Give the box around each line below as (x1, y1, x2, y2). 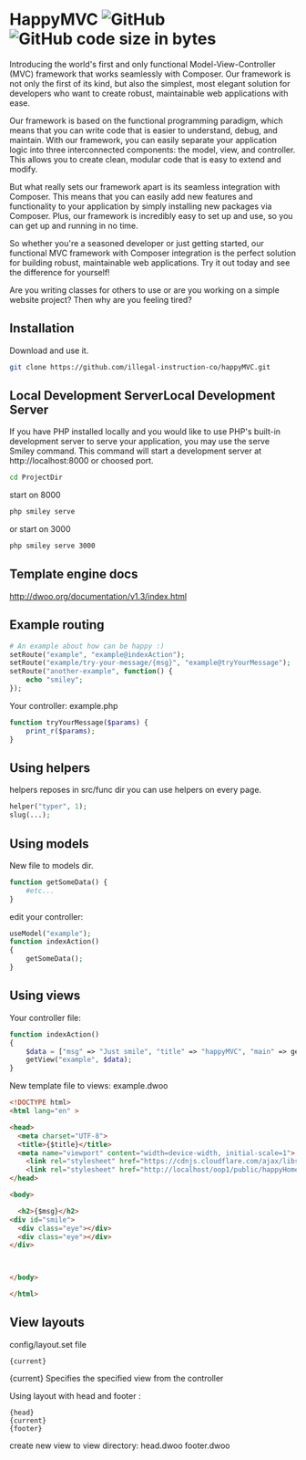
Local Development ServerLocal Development (9, 388, 276, 403)
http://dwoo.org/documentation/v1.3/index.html (9, 590, 188, 601)
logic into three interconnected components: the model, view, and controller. (9, 144, 296, 155)
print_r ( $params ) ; (25, 726, 96, 735)
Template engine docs (9, 567, 138, 582)
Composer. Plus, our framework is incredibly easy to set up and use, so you (9, 210, 293, 221)
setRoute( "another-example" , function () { (9, 667, 173, 676)
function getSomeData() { (9, 877, 107, 887)
